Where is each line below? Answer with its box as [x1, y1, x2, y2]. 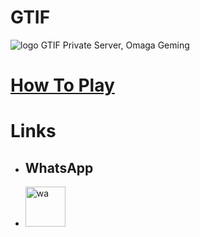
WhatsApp [24, 159, 94, 176]
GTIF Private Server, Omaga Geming [40, 39, 190, 51]
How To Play [10, 74, 115, 97]
